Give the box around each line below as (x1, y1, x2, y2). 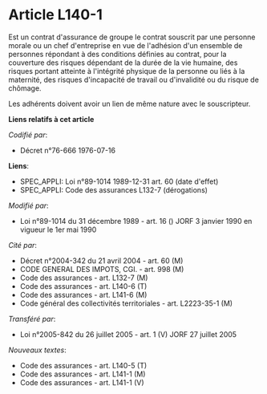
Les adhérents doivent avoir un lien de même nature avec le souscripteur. (8, 99, 251, 108)
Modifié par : (8, 201, 50, 210)
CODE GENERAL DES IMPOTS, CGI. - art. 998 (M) (19, 264, 184, 274)
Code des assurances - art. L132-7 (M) (19, 273, 148, 282)
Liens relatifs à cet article (8, 114, 95, 124)
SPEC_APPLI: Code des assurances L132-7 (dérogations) (19, 185, 208, 194)
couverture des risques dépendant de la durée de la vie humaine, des (8, 58, 238, 67)
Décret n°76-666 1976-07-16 (19, 145, 116, 155)
